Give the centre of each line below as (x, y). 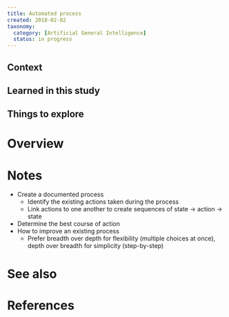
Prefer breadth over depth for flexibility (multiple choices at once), (121, 238)
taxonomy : (21, 26)
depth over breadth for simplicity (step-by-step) (96, 246)
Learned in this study (53, 90)
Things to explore (46, 114)
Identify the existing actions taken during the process (103, 202)
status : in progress (43, 39)
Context (25, 67)
